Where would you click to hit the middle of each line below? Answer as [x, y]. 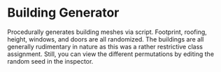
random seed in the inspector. [50, 61]
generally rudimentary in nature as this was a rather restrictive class [105, 46]
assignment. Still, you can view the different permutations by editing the [111, 54]
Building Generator [63, 13]
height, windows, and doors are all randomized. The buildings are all [106, 39]
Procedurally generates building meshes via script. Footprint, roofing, [107, 32]
